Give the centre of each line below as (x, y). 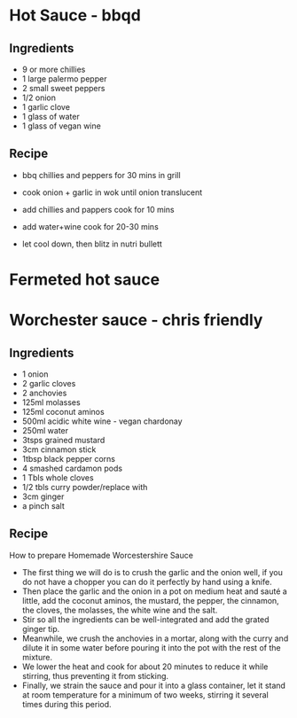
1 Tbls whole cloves (58, 478)
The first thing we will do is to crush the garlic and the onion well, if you (152, 572)
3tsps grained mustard (63, 440)
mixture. (37, 657)
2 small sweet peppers (63, 88)
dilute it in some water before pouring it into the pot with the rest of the (151, 647)
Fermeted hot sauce (85, 279)
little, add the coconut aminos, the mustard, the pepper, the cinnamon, (150, 600)
